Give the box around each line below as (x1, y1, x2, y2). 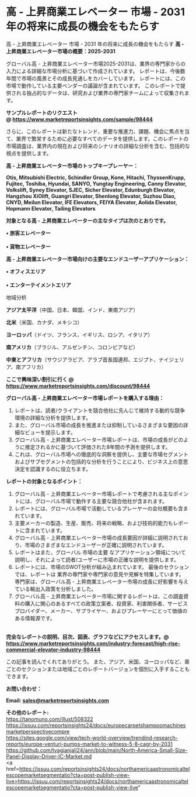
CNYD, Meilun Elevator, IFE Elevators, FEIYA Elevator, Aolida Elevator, (6, 198, 177, 205)
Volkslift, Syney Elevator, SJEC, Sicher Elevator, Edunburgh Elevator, (6, 186, 176, 193)
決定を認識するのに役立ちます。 (14, 465, 92, 472)
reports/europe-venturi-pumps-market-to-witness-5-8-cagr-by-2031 (6, 740, 173, 747)
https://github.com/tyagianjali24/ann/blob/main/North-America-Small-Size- (6, 747, 188, 754)
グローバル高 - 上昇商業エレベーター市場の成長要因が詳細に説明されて (14, 534, 184, 541)
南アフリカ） (15, 363, 47, 370)
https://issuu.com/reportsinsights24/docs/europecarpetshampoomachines (6, 722, 186, 729)
